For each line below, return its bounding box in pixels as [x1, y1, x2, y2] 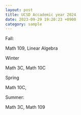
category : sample [5, 21, 42, 27]
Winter [5, 55, 19, 61]
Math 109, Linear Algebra [5, 45, 58, 51]
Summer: [5, 94, 24, 100]
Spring [5, 74, 19, 81]
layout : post [5, 7, 33, 13]
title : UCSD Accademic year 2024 [5, 12, 76, 17]
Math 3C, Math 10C [5, 65, 46, 71]
